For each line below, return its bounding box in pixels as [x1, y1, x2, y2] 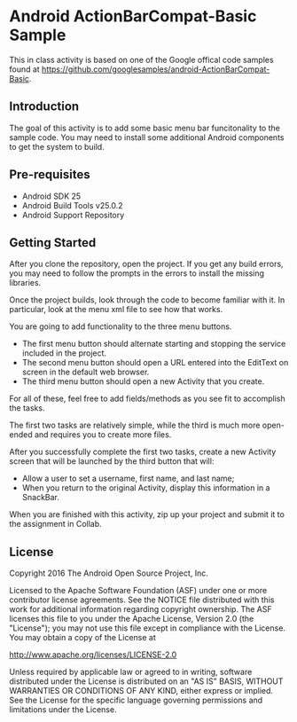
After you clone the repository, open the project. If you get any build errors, [9, 259, 284, 270]
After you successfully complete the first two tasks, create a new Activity [9, 446, 277, 458]
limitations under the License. [9, 704, 117, 715]
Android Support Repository [21, 209, 125, 220]
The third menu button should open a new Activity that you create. [21, 376, 265, 387]
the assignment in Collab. [9, 519, 102, 530]
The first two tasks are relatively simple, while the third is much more [9, 420, 261, 431]
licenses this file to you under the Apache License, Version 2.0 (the [9, 614, 254, 624]
